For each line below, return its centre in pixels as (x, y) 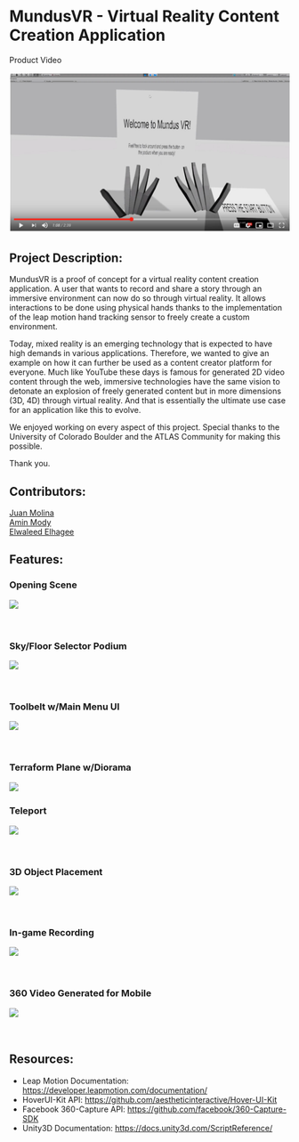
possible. (26, 446)
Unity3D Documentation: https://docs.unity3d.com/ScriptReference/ (147, 1128)
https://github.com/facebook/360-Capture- (207, 1109)
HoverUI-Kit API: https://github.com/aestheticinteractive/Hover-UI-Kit (149, 1099)
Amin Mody (30, 522)
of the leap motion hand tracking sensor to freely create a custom (129, 317)
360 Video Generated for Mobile (81, 993)
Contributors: (48, 491)
